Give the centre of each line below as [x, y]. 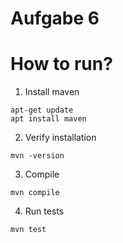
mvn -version [37, 156]
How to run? [61, 64]
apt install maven [48, 119]
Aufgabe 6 [55, 18]
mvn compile [35, 193]
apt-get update [42, 110]
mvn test [28, 230]
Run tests [44, 211]
